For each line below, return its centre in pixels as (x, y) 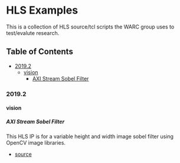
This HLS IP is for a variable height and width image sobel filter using (90, 136)
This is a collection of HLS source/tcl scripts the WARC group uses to (90, 27)
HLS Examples (42, 10)
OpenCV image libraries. (36, 143)
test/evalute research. (33, 33)
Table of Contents (40, 52)
